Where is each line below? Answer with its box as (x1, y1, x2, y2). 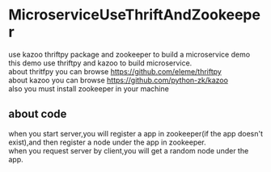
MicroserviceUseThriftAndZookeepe (8, 6, 261, 24)
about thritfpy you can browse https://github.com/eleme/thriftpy (8, 66, 222, 76)
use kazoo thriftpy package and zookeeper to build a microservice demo (8, 49, 251, 59)
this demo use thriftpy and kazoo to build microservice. (8, 58, 193, 68)
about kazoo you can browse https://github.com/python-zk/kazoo (8, 75, 229, 85)
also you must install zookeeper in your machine (8, 83, 170, 94)
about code (8, 107, 67, 121)
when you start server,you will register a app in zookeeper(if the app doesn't (8, 128, 264, 138)
